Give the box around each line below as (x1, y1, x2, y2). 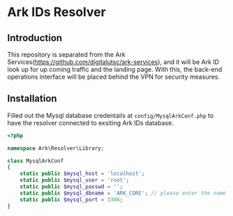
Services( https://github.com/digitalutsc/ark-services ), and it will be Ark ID (7, 58, 220, 66)
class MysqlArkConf (7, 157, 64, 164)
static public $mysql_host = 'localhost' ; (20, 170, 145, 178)
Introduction (7, 32, 63, 44)
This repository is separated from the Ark (7, 50, 126, 59)
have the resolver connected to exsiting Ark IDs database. (7, 118, 174, 127)
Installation (7, 93, 57, 105)
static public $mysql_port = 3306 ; (20, 196, 123, 203)
